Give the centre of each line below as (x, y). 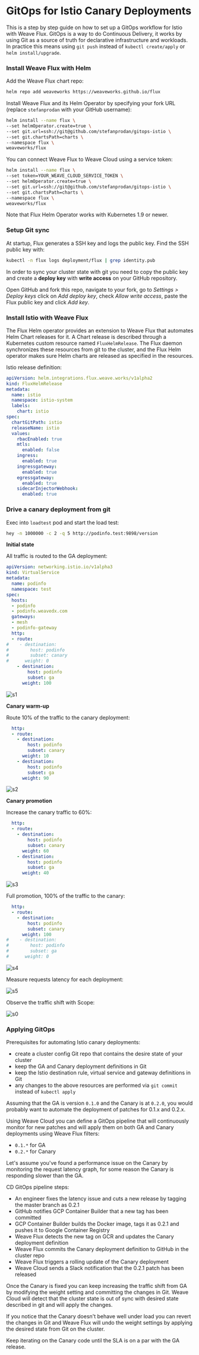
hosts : (20, 600)
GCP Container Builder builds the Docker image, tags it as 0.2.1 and (97, 1224)
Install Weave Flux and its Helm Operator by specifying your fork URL (91, 103)
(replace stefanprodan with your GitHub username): (69, 110)
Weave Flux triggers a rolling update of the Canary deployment (92, 1262)
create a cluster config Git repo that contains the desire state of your (99, 1054)
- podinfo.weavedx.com (40, 611)
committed (28, 1218)
